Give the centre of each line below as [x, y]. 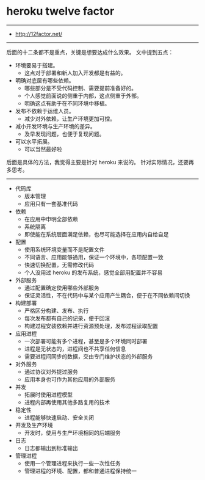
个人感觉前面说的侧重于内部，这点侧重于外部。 [83, 95]
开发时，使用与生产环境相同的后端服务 [72, 432]
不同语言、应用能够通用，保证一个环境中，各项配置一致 [94, 257]
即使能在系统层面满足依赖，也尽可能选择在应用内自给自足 [96, 234]
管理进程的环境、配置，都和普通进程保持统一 [81, 471]
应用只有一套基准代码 [51, 203]
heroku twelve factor [60, 11]
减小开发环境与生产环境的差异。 [55, 126]
